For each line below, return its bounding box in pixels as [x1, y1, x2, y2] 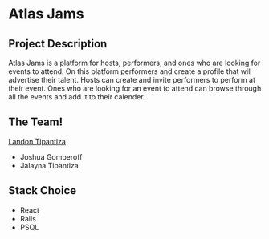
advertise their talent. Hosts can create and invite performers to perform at [8, 75, 255, 84]
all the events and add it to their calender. [8, 92, 146, 101]
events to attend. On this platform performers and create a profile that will [8, 67, 252, 76]
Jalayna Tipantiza [19, 160, 79, 170]
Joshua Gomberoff [19, 152, 83, 161]
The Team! [8, 115, 63, 129]
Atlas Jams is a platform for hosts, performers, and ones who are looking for [8, 58, 261, 67]
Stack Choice [8, 184, 77, 197]
